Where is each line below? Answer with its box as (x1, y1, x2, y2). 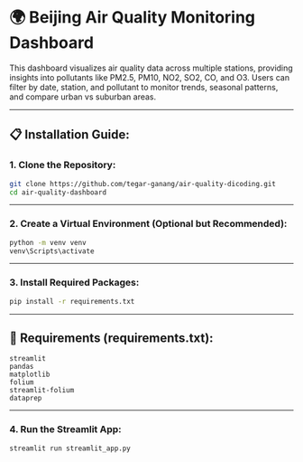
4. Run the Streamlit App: (9, 423, 122, 436)
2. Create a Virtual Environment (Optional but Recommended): (9, 218, 288, 231)
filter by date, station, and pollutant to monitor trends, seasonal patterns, (9, 81, 279, 92)
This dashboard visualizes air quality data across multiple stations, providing (9, 62, 293, 73)
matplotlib (9, 370, 50, 380)
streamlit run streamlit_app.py (9, 444, 131, 453)
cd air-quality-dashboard (9, 187, 106, 197)
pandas (9, 363, 34, 372)
